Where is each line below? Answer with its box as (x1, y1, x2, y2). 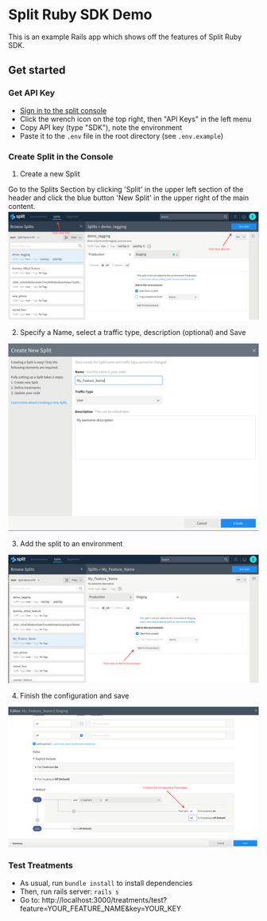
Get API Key (8, 88, 56, 99)
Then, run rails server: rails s (19, 887, 119, 896)
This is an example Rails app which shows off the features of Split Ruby (8, 32, 242, 41)
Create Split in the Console (8, 151, 114, 162)
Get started (8, 64, 66, 77)
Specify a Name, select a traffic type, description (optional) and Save (19, 327, 246, 337)
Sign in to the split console (19, 105, 107, 115)
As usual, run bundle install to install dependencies (19, 878, 193, 888)
